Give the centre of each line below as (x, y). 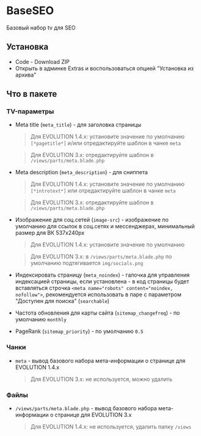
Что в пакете (32, 94)
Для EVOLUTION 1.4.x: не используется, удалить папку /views (111, 427)
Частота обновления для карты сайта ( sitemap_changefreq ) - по (97, 313)
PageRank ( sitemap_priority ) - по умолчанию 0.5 (79, 331)
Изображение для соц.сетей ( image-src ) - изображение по (92, 220)
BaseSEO (30, 11)
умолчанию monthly (41, 319)
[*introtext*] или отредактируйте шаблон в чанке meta (103, 191)
